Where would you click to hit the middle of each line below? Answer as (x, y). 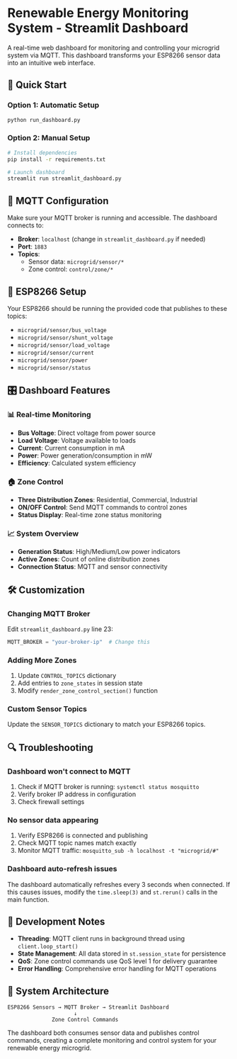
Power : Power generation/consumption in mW (85, 455)
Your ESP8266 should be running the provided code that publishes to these (117, 308)
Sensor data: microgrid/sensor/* (76, 262)
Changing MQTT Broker (49, 613)
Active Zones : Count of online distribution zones (89, 559)
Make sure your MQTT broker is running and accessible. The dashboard (112, 218)
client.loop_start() (48, 947)
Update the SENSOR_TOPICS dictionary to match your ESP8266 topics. (106, 725)
